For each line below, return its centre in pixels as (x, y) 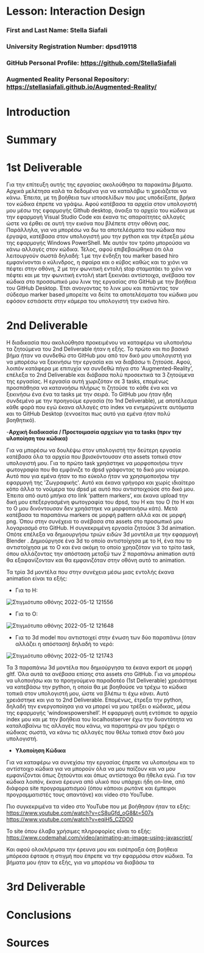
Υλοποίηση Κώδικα (40, 751)
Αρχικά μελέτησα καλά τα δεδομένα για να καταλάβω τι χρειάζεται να (97, 191)
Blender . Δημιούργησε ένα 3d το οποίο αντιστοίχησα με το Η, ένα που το (99, 541)
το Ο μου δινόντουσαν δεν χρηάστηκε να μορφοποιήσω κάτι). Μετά (92, 508)
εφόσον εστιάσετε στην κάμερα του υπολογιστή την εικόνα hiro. (88, 301)
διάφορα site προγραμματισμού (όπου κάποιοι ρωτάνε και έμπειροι (91, 788)
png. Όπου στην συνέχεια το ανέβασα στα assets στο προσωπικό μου (95, 521)
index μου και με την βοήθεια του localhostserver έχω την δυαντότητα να (100, 719)
